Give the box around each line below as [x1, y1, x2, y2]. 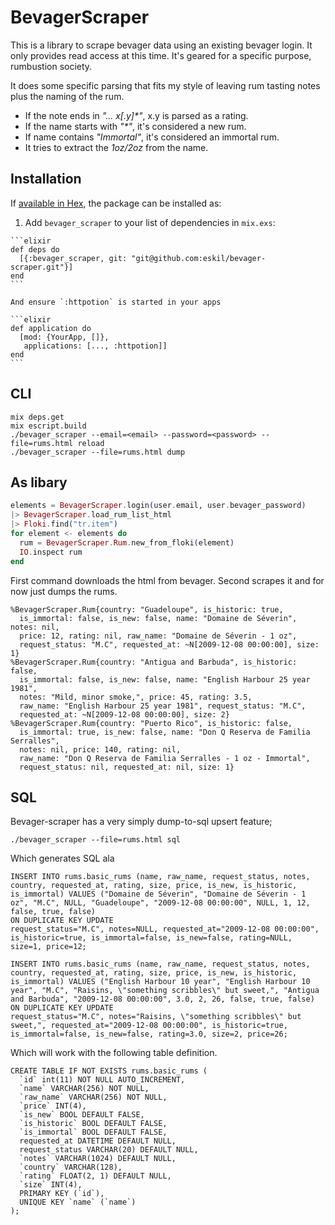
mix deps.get [10, 412, 65, 422]
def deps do [10, 244, 60, 255]
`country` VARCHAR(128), [19, 1162, 123, 1173]
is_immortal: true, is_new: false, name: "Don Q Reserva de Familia [19, 727, 311, 737]
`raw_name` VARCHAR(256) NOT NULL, [19, 1092, 168, 1103]
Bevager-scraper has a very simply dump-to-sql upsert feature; [10, 816, 273, 828]
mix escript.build [10, 421, 87, 431]
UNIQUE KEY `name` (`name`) [19, 1197, 137, 1208]
